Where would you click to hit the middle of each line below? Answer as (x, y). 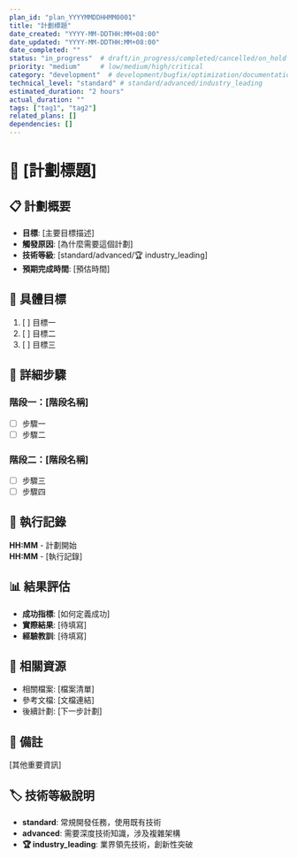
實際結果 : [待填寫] (54, 624)
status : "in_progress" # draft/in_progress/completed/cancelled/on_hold (148, 58)
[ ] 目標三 (38, 344)
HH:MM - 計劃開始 (43, 545)
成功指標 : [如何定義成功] (66, 613)
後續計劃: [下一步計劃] (62, 711)
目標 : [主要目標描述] (58, 233)
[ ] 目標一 (38, 322)
